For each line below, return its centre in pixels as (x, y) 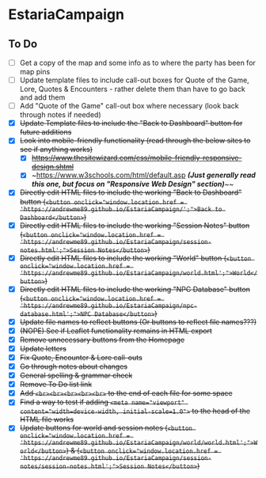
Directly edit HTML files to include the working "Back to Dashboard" (131, 192)
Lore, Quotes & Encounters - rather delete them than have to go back (132, 89)
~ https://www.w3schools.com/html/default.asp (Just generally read (143, 175)
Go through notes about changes (74, 366)
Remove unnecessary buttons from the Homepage (102, 340)
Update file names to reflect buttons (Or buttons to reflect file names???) (138, 321)
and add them (42, 97)
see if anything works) (56, 150)
